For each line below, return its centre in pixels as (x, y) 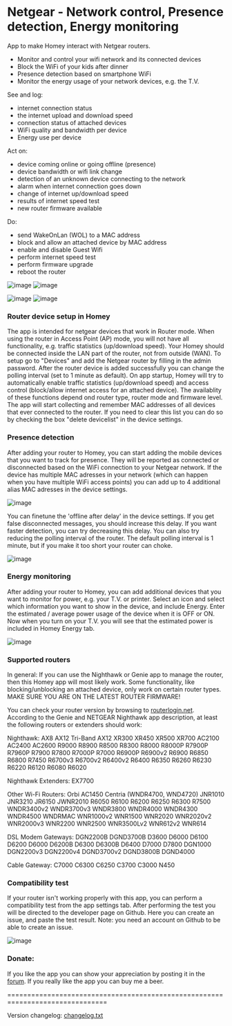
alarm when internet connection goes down (79, 186)
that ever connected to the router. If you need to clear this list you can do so (115, 412)
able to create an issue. (40, 927)
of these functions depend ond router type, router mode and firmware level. (115, 397)
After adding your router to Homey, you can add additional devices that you (114, 591)
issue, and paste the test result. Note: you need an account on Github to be (114, 920)
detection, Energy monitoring (93, 27)
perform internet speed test (56, 257)
